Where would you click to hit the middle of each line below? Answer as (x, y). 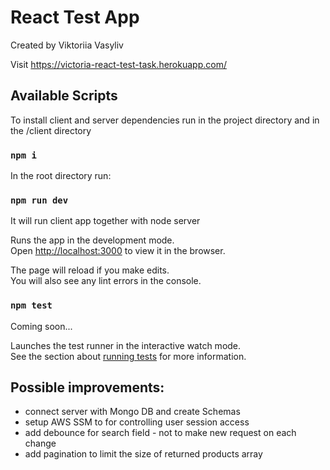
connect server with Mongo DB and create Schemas (132, 412)
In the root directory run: (61, 176)
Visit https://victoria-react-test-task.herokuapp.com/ (118, 64)
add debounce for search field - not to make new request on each (160, 433)
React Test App (75, 17)
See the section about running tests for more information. (128, 356)
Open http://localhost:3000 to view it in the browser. (118, 251)
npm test (31, 305)
